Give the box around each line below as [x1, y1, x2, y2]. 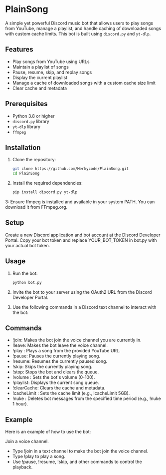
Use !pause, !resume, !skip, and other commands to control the [12, 459, 142, 465]
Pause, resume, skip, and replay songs [12, 69, 92, 75]
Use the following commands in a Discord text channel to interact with [12, 304, 157, 310]
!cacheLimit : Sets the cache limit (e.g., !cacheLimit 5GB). [12, 390, 130, 396]
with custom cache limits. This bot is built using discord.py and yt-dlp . [5, 31, 151, 37]
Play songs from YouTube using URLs [12, 59, 90, 65]
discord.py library [12, 118, 50, 124]
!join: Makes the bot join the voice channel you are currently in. [12, 337, 142, 343]
